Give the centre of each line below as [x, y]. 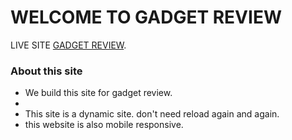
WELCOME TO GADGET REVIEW [146, 17]
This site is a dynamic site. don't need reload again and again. [152, 114]
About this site [46, 71]
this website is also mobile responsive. [104, 125]
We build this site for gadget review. [98, 93]
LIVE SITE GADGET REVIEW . [68, 45]
